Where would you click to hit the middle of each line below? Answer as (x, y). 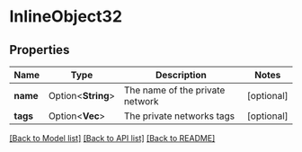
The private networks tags (179, 116)
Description (181, 75)
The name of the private (174, 90)
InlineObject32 (66, 17)
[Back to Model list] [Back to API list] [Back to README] (112, 138)
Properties (40, 50)
